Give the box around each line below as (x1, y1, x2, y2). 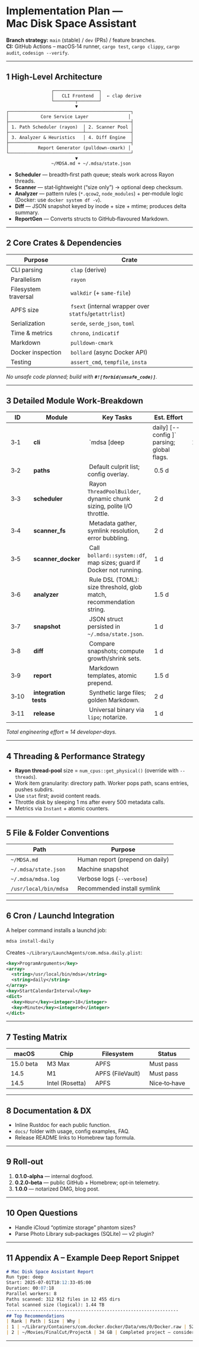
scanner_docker (33, 555, 81, 563)
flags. (152, 453, 168, 461)
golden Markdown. (87, 696, 140, 704)
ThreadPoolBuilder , (87, 487, 141, 496)
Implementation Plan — (6, 4, 123, 18)
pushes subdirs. (14, 786, 54, 793)
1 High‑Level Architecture (6, 72, 102, 82)
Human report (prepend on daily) (77, 855, 169, 863)
